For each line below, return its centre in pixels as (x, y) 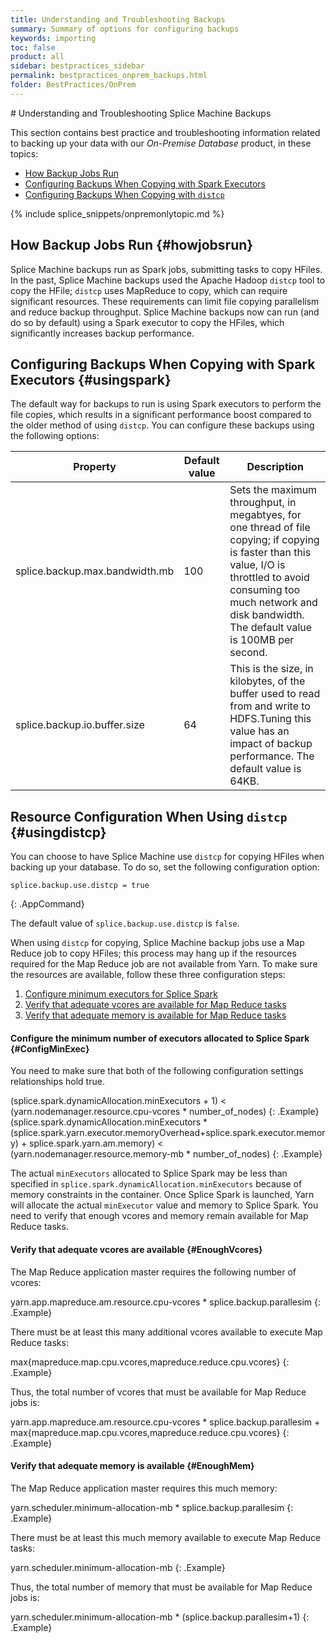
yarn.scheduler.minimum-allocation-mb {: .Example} (118, 1567)
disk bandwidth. (267, 615)
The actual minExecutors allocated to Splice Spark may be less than (149, 1173)
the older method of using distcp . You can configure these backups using (162, 425)
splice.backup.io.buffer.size (80, 725)
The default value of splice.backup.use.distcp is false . (125, 923)
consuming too (265, 590)
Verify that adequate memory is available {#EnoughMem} (132, 1466)
